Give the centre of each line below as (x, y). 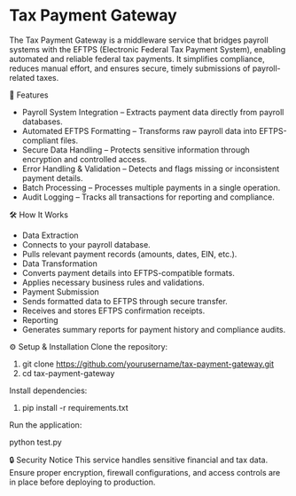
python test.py (35, 442)
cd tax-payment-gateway (68, 373)
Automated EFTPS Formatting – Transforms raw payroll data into (139, 130)
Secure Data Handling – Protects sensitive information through (136, 150)
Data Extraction (50, 235)
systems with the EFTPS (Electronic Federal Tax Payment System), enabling (148, 49)
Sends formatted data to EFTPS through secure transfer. (125, 301)
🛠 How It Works (39, 215)
